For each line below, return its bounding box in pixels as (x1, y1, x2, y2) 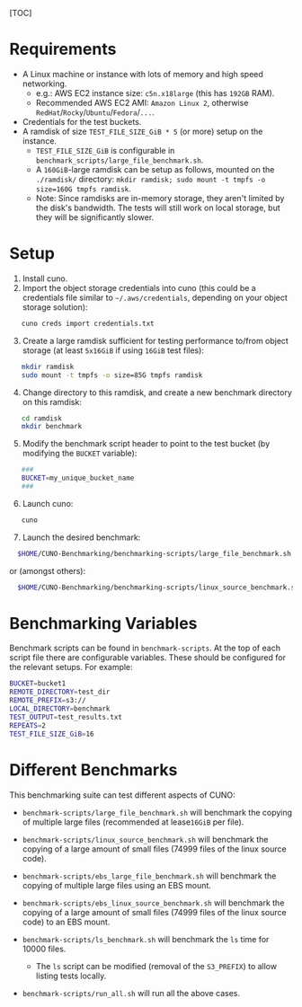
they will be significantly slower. (35, 211, 155, 223)
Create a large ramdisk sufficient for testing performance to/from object (22, 335, 289, 346)
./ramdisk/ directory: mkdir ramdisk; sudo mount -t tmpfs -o (35, 173, 266, 184)
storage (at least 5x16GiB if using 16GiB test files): (22, 345, 205, 356)
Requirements (9, 40, 117, 59)
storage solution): (22, 301, 88, 313)
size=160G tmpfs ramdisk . (35, 183, 132, 194)
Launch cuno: (22, 498, 74, 508)
